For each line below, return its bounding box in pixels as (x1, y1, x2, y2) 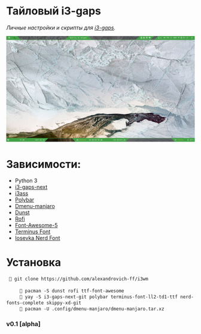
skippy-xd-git (46, 300, 82, 306)
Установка (6, 255, 62, 269)
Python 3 (14, 177, 38, 184)
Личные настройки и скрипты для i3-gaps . (6, 24, 115, 31)
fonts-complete (6, 300, 44, 306)
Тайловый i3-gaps (6, 4, 102, 18)
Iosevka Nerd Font (14, 234, 60, 242)
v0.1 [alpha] (6, 320, 41, 328)
